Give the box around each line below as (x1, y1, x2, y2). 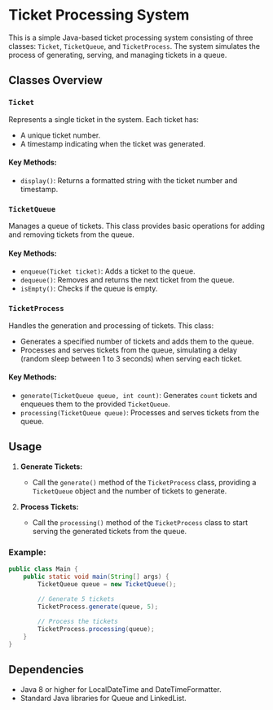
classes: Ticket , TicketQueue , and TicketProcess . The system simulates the (8, 41, 261, 50)
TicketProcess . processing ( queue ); (37, 625, 155, 633)
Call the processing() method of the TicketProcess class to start (32, 517, 249, 527)
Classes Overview (8, 73, 103, 87)
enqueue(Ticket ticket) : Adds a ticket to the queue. (20, 266, 196, 276)
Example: (8, 546, 46, 558)
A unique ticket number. (20, 130, 101, 140)
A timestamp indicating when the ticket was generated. (20, 138, 206, 148)
